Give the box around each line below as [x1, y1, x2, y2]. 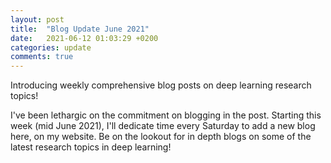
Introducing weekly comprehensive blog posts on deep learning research [10, 79, 312, 91]
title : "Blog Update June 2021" [10, 24, 150, 34]
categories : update [10, 42, 92, 53]
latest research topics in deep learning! [10, 141, 172, 153]
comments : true [10, 52, 74, 62]
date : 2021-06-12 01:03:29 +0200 [10, 33, 159, 43]
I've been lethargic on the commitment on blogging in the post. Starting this [10, 109, 322, 121]
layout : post [10, 14, 65, 25]
